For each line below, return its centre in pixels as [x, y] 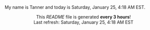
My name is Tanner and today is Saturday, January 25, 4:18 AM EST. [75, 7]
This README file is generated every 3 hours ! [83, 17]
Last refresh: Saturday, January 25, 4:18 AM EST [83, 22]
